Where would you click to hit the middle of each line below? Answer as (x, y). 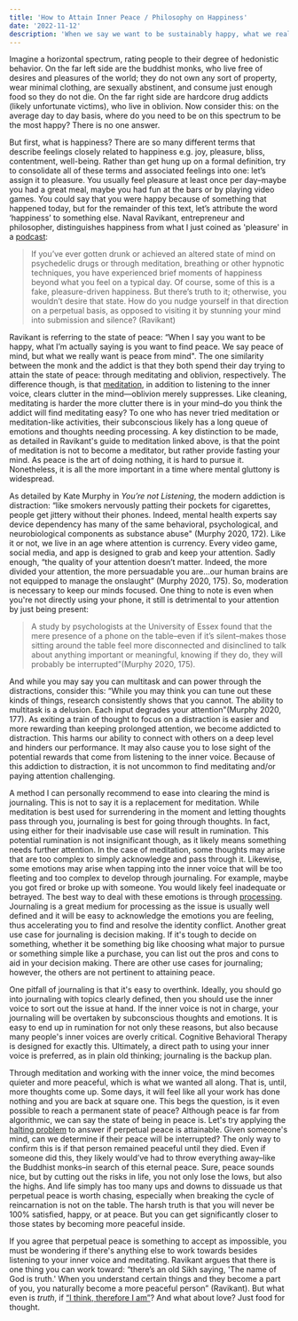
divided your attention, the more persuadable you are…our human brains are (149, 572)
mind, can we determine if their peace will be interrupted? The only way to (145, 1139)
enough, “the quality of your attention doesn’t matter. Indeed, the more (138, 562)
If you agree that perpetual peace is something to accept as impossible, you (148, 1241)
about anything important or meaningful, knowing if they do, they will (157, 655)
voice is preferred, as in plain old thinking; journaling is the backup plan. (141, 1056)
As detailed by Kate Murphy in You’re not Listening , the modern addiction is (147, 496)
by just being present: (49, 609)
